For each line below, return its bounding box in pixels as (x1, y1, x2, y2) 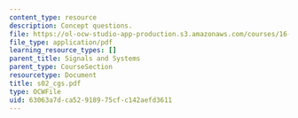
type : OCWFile (9, 87, 62, 96)
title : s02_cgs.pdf (9, 79, 82, 88)
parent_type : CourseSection (9, 63, 114, 72)
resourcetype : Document (9, 71, 98, 80)
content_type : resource (9, 12, 98, 22)
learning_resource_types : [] (9, 46, 117, 55)
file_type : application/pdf (9, 37, 114, 47)
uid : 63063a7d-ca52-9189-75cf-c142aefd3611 (9, 95, 173, 105)
